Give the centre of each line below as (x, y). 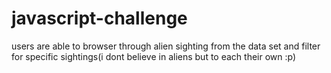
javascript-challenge (99, 18)
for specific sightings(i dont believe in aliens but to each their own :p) (154, 56)
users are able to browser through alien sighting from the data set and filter (166, 46)
